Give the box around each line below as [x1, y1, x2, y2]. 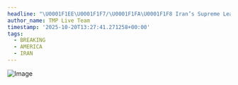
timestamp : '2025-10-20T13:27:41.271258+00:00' [7, 23, 151, 30]
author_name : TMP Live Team [7, 17, 91, 24]
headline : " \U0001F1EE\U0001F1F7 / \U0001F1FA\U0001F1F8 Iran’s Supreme [7, 10, 220, 18]
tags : [7, 30, 23, 38]
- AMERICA [13, 43, 42, 50]
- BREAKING [13, 37, 46, 44]
